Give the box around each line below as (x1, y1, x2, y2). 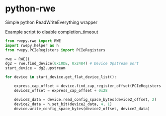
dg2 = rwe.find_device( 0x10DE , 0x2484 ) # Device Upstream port (5, 61, 139, 66)
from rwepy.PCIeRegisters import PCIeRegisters (5, 47, 106, 52)
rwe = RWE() (5, 56, 30, 62)
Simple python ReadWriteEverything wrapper (5, 19, 98, 25)
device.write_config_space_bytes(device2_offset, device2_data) (14, 106, 150, 111)
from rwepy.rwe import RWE (5, 38, 61, 43)
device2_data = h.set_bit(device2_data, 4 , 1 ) (14, 102, 112, 107)
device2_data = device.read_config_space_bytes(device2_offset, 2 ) (14, 97, 157, 102)
